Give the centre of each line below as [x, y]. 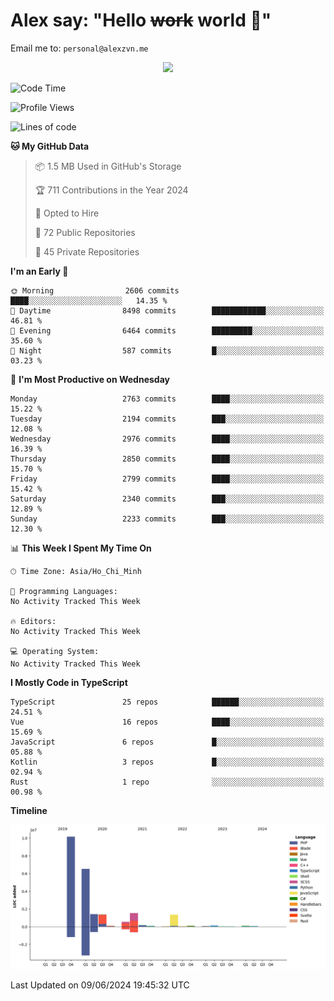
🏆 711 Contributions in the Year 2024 [111, 190]
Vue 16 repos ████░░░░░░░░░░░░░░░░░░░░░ [167, 722]
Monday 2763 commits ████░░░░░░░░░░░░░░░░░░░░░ [167, 399]
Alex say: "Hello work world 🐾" [141, 20]
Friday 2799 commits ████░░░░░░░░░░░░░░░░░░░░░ [167, 479]
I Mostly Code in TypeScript [69, 682]
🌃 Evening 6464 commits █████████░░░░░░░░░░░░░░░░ [167, 330]
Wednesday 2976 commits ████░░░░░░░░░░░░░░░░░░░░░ [167, 439]
